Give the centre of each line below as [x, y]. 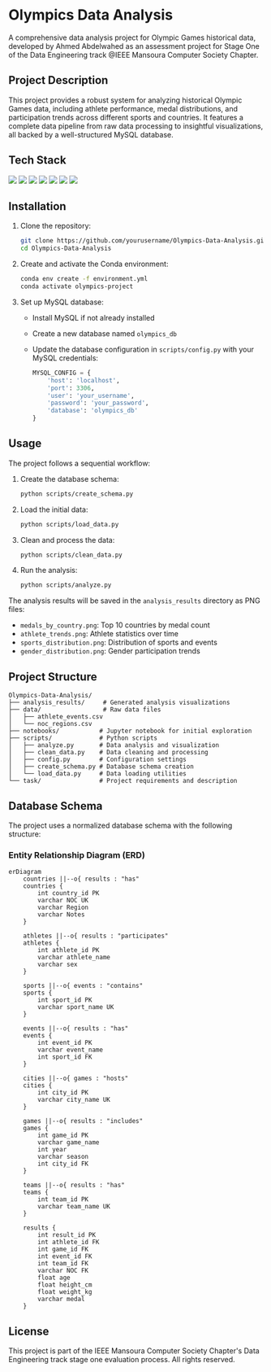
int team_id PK [63, 1199]
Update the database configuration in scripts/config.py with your [143, 349]
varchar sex [58, 965]
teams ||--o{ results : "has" [74, 1186]
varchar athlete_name [74, 958]
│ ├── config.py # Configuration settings [97, 760]
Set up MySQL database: [62, 302]
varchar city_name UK [74, 1100]
